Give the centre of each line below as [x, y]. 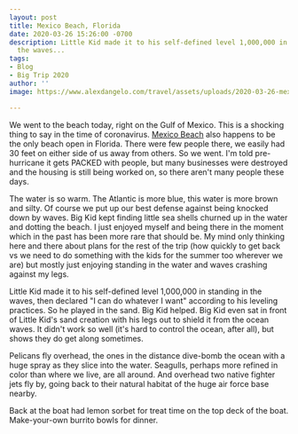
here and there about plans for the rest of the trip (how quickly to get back [145, 246]
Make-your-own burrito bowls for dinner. [83, 420]
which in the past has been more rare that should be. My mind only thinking [147, 236]
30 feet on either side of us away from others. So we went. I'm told [131, 153]
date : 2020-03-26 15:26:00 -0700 [71, 34]
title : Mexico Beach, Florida [65, 26]
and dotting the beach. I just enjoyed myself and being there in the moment [146, 226]
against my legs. [39, 274]
